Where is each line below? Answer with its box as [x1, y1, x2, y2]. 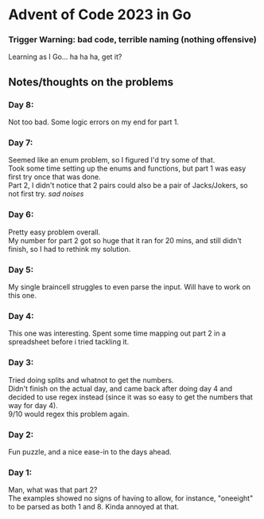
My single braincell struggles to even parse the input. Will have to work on [8, 282, 251, 292]
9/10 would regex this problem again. [8, 409, 130, 419]
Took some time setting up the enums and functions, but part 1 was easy [8, 163, 247, 173]
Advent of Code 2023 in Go [8, 6, 192, 24]
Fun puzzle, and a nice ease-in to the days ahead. [8, 446, 173, 456]
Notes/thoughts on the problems [8, 75, 173, 88]
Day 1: [8, 466, 33, 478]
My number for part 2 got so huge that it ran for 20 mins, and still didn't [8, 235, 242, 245]
